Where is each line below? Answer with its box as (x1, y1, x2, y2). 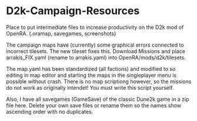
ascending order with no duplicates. (6, 108, 94, 115)
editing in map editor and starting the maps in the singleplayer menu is (6, 71, 177, 79)
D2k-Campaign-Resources (6, 4, 140, 18)
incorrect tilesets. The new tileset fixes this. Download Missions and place (6, 47, 185, 54)
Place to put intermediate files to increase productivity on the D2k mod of (6, 24, 184, 31)
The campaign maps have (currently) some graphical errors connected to (6, 41, 184, 48)
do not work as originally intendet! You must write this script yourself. (6, 84, 174, 91)
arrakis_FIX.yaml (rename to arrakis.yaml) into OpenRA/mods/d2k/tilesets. (6, 54, 186, 61)
